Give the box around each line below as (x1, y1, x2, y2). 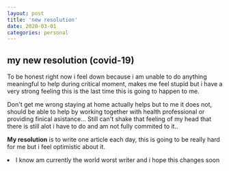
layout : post (7, 10, 44, 17)
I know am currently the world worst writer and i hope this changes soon (16, 156, 220, 164)
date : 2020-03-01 (7, 23, 57, 29)
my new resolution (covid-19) (7, 54, 135, 66)
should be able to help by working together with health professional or (7, 107, 205, 116)
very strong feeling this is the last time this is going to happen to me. (7, 87, 200, 96)
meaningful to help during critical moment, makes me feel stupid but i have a (7, 80, 223, 88)
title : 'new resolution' (7, 16, 78, 23)
